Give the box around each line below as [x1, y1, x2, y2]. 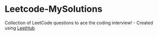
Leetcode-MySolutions [4, 3, 103, 15]
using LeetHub [4, 25, 35, 31]
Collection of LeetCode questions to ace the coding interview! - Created [4, 20, 153, 26]
